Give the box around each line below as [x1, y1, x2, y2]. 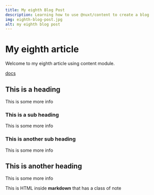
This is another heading [5, 161, 83, 171]
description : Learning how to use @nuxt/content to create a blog [5, 12, 149, 17]
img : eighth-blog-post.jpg [5, 17, 63, 22]
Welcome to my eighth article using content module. [5, 61, 115, 67]
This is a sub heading [5, 111, 59, 118]
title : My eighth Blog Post [5, 7, 65, 13]
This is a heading [5, 85, 61, 94]
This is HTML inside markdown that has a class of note [5, 185, 121, 191]
